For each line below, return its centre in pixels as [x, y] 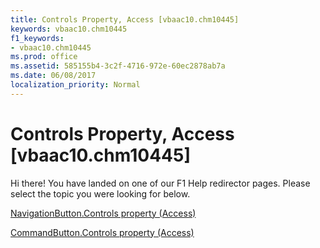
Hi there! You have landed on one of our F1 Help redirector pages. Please [160, 183]
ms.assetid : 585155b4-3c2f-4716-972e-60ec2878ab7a [118, 66]
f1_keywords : [37, 38]
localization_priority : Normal [75, 85]
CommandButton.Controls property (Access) [102, 232]
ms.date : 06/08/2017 [53, 76]
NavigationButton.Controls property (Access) [103, 213]
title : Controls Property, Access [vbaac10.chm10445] [125, 19]
